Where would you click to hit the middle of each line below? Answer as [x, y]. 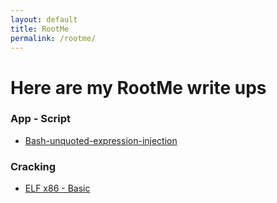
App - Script [41, 119]
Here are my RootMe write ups [138, 87]
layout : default [44, 19]
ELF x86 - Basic [57, 188]
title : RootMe [40, 29]
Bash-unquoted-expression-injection [101, 140]
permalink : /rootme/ [53, 38]
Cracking [33, 166]
